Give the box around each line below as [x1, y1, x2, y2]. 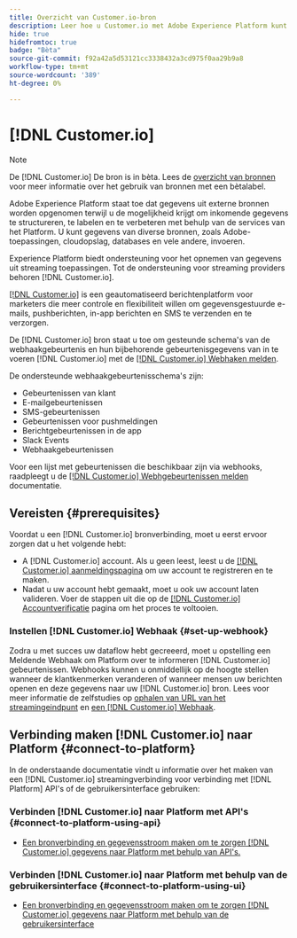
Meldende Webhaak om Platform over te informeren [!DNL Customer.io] [9, 654, 270, 665]
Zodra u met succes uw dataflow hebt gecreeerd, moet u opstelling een [9, 645, 271, 656]
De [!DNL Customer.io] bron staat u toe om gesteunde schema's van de [9, 334, 270, 345]
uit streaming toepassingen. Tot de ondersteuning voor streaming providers [9, 262, 285, 273]
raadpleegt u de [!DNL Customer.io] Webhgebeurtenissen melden [9, 471, 249, 481]
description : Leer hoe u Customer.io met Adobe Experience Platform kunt [9, 21, 288, 30]
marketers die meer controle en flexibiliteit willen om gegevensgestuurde [9, 298, 276, 309]
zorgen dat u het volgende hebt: [9, 538, 127, 550]
